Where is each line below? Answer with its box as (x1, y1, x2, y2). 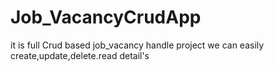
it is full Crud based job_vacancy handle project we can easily (10, 39, 265, 51)
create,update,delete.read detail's (10, 49, 150, 61)
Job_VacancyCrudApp (10, 6, 202, 29)
